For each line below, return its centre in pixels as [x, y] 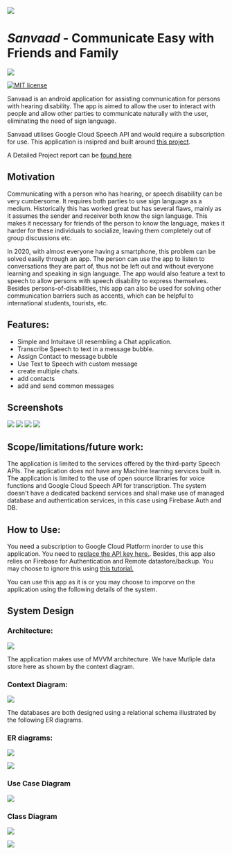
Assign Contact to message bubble [67, 356]
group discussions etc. [40, 238]
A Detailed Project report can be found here [70, 155]
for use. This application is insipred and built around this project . [99, 142]
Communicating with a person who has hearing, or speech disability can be [115, 194]
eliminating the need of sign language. [62, 121]
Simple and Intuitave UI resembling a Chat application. [94, 341]
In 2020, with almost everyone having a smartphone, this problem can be [111, 251]
